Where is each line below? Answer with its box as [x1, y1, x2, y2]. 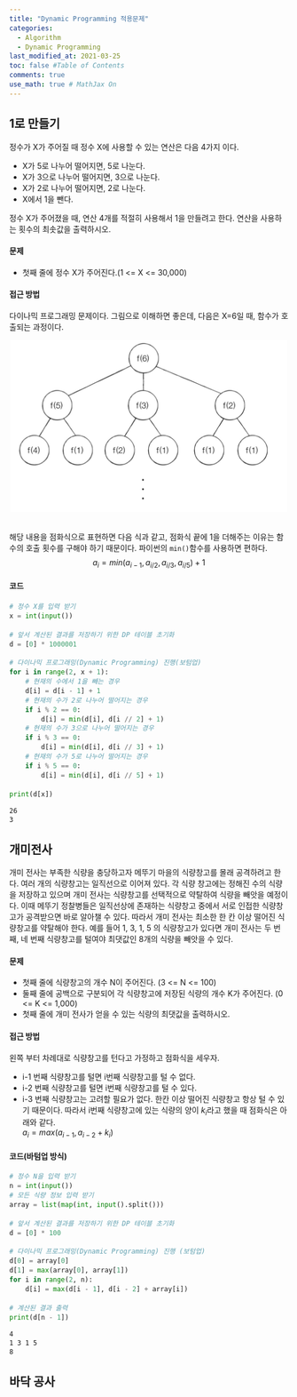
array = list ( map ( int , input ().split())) [9, 1201, 165, 1209]
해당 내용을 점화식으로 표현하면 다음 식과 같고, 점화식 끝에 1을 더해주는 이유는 [9, 531, 275, 542]
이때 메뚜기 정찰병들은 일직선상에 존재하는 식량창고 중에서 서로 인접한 [20, 900, 260, 911]
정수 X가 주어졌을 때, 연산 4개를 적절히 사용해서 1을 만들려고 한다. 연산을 [9, 212, 259, 223]
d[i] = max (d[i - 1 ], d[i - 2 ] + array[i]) [25, 1284, 189, 1293]
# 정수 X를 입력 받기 [9, 603, 76, 611]
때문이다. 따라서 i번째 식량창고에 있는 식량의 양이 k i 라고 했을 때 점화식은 [31, 1105, 278, 1117]
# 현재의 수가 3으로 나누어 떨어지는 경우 [25, 724, 154, 733]
